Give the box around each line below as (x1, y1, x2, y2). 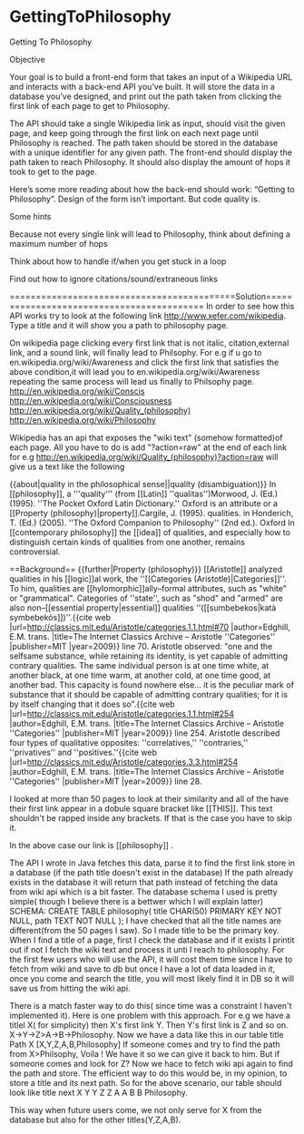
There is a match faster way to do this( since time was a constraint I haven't (9, 1000, 292, 1011)
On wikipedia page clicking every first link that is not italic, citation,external (9, 337, 289, 348)
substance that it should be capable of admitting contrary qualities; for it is (9, 689, 289, 699)
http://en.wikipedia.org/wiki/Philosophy (9, 415, 156, 425)
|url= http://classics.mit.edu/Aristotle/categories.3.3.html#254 (9, 756, 239, 767)
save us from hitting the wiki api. (9, 982, 131, 993)
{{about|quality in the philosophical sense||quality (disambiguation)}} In (9, 478, 277, 489)
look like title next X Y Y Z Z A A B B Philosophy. (9, 1087, 188, 1098)
